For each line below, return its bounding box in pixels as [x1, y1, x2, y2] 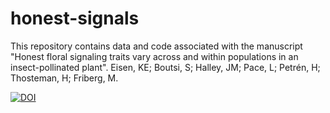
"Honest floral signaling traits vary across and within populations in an [10, 50, 299, 62]
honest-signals [10, 7, 140, 30]
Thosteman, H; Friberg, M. [10, 72, 119, 84]
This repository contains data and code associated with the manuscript [10, 40, 303, 52]
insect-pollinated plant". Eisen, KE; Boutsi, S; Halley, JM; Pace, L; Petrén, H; [10, 61, 321, 73]
